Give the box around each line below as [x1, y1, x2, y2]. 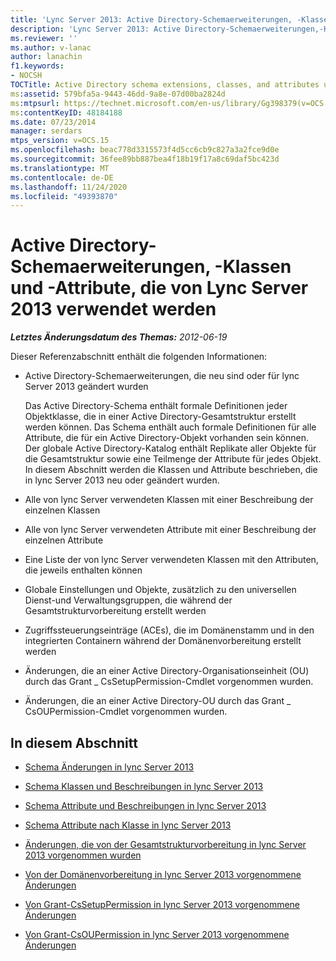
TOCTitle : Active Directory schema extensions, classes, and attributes [10, 80, 320, 90]
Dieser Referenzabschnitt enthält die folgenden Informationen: [10, 351, 268, 363]
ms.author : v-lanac [10, 42, 92, 53]
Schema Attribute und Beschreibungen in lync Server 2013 [24, 800, 267, 811]
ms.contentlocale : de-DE [10, 172, 114, 183]
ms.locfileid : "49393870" [10, 191, 118, 201]
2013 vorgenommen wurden [24, 849, 142, 861]
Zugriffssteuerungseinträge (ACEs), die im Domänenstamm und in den [24, 624, 315, 636]
